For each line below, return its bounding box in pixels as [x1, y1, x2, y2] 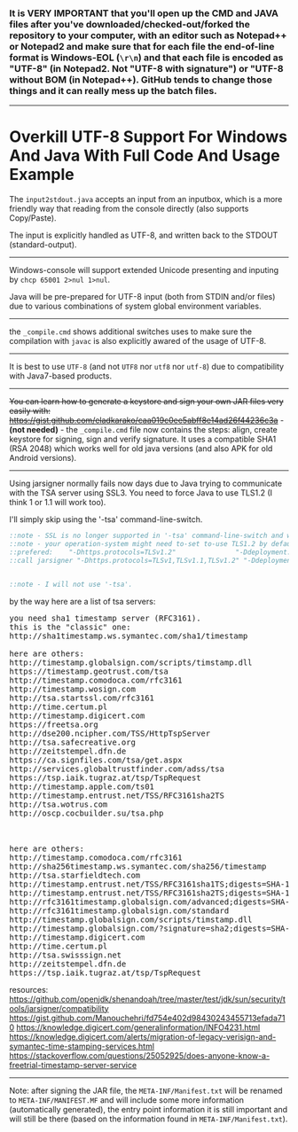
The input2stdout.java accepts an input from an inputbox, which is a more [9, 194, 283, 205]
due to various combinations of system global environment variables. [9, 301, 262, 312]
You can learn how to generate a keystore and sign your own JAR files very [9, 396, 284, 407]
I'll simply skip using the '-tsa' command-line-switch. [9, 514, 203, 525]
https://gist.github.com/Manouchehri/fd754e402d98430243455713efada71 [9, 1012, 286, 1023]
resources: [9, 984, 49, 995]
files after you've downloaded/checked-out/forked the [9, 18, 250, 30]
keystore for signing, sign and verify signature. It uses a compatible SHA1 [9, 433, 277, 445]
